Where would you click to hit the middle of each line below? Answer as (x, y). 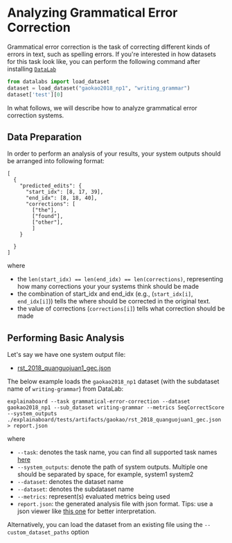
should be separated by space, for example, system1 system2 (105, 474)
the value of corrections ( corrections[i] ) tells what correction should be (121, 309)
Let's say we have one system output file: (66, 355)
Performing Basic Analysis (66, 338)
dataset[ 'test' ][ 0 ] (35, 94)
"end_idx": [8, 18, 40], (61, 198)
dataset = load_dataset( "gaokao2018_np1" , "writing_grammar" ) (99, 88)
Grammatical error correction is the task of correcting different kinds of (109, 47)
